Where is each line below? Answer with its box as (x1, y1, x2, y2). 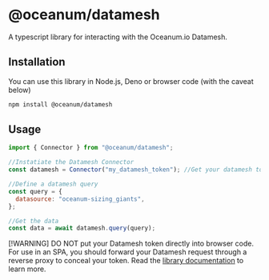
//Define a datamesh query (8, 180, 98, 189)
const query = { (8, 187, 62, 195)
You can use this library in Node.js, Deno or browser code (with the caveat (8, 76, 254, 86)
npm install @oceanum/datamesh (8, 100, 113, 109)
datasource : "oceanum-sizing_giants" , (15, 194, 146, 203)
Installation (8, 55, 66, 69)
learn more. (8, 264, 46, 274)
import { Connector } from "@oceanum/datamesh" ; (8, 144, 174, 152)
